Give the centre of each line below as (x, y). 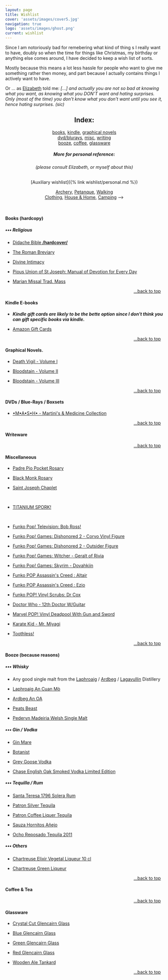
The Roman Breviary (34, 252)
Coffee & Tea (19, 890)
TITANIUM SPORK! (32, 507)
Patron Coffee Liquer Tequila (42, 815)
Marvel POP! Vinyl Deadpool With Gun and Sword (64, 614)
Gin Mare (22, 742)
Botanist (21, 752)
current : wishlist (24, 33)
